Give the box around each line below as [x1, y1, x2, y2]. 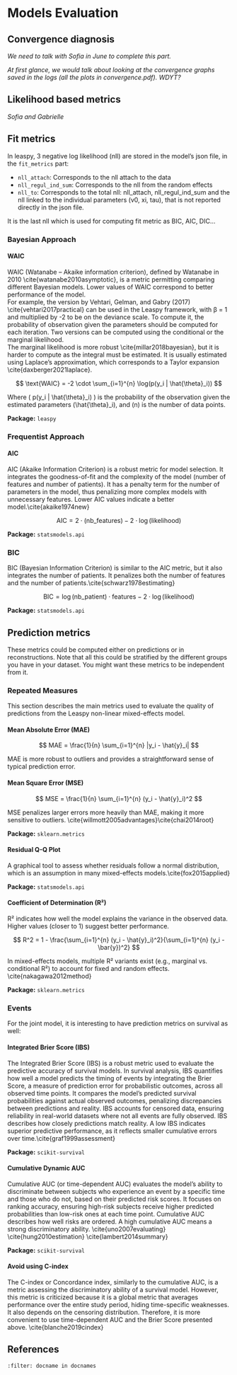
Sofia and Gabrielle [7, 112, 64, 121]
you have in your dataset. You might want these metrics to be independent [7, 660, 225, 669]
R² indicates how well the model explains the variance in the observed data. [7, 914, 229, 923]
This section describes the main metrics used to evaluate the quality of [7, 702, 214, 710]
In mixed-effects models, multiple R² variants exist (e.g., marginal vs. [7, 957, 207, 965]
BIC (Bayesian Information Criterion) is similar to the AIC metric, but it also [7, 564, 223, 573]
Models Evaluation [7, 5, 119, 21]
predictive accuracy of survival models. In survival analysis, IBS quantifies [7, 1066, 224, 1075]
